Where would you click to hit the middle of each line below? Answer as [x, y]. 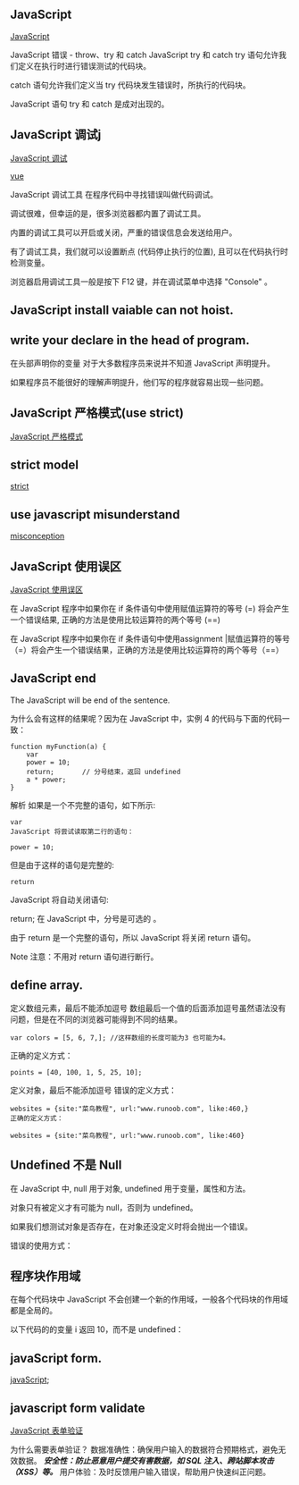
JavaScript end [53, 679]
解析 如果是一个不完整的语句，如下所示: [83, 805]
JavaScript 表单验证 [47, 1430]
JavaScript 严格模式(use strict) [97, 413]
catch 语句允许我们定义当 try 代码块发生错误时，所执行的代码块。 [130, 85]
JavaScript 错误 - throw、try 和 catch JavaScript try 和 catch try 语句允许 [145, 55]
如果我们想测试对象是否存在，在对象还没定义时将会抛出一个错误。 [131, 1226]
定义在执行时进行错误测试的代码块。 [84, 65]
